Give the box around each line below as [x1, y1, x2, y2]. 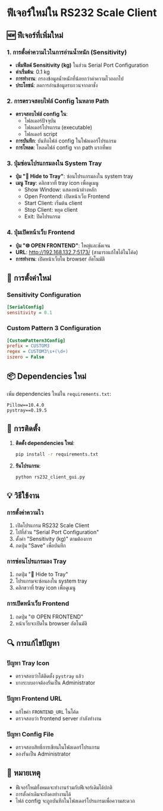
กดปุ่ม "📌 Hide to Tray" [15, 571, 68, 578]
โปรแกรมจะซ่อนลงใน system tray [15, 577, 87, 584]
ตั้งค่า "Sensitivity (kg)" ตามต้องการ [15, 535, 93, 543]
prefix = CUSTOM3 [7, 343, 50, 349]
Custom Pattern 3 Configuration [7, 324, 102, 332]
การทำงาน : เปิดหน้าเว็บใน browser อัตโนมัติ [15, 255, 105, 262]
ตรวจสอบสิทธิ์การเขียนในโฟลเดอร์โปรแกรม [15, 743, 100, 751]
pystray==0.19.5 [7, 407, 47, 413]
